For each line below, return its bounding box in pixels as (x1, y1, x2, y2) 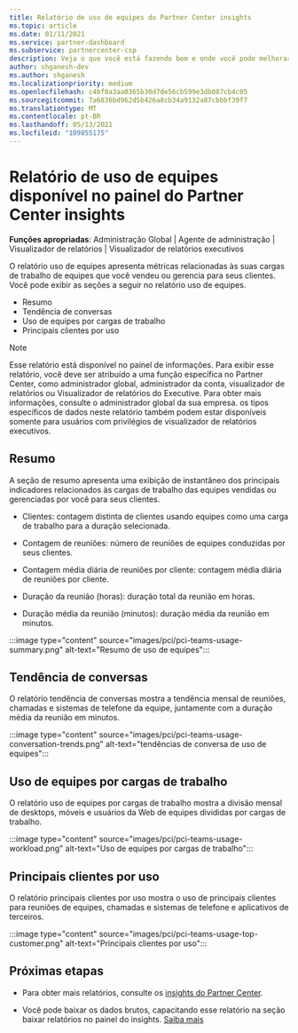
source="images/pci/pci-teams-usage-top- (98, 929, 259, 940)
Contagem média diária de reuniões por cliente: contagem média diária (21, 564, 282, 575)
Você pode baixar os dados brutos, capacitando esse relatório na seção (21, 1005, 286, 1015)
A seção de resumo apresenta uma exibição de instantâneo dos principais (9, 474, 280, 485)
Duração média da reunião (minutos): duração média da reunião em (21, 608, 270, 618)
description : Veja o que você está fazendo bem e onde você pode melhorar (9, 54, 292, 63)
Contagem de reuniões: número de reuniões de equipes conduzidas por (21, 537, 286, 548)
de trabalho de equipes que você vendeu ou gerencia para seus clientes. (9, 270, 277, 281)
